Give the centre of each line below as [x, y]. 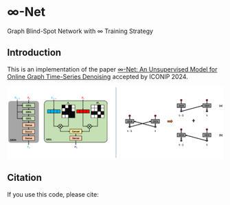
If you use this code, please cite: [53, 194]
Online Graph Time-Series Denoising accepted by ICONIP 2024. [98, 76]
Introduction [34, 53]
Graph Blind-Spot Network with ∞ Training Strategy [80, 31]
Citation [25, 178]
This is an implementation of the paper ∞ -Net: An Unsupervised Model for [112, 69]
